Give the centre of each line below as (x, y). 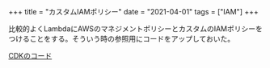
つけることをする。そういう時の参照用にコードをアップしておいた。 (122, 39)
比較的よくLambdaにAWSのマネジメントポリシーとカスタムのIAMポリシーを (135, 29)
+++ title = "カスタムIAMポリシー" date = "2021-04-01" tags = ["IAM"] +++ (133, 12)
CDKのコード (30, 56)
